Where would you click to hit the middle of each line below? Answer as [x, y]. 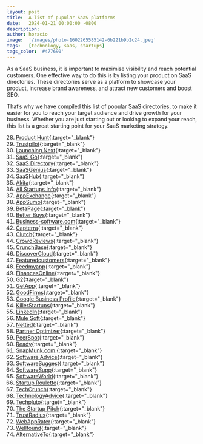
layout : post [23, 12]
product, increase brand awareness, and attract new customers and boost [100, 88]
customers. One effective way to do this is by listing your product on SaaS [99, 75]
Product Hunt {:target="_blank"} [55, 137]
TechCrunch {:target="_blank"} [54, 389]
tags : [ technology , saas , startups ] [56, 46]
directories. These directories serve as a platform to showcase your [92, 81]
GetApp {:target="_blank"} [48, 285]
